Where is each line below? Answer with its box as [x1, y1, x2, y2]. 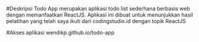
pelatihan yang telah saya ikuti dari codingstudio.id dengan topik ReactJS [6, 18, 186, 24]
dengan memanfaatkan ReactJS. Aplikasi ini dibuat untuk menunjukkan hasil [6, 11, 194, 18]
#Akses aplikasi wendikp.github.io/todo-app [6, 29, 115, 36]
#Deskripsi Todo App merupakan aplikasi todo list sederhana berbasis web [6, 5, 191, 12]
